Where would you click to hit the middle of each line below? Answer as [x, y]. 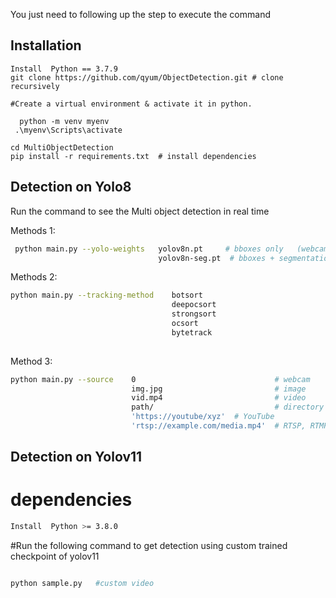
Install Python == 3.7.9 [64, 69]
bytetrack [192, 332]
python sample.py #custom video [82, 584]
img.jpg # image [219, 389]
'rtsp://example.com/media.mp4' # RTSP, [219, 426]
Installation [46, 45]
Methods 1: [33, 230]
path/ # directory [228, 407]
